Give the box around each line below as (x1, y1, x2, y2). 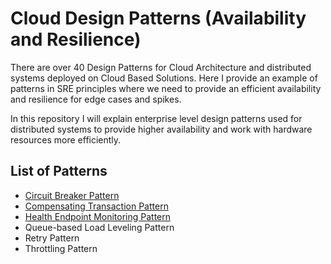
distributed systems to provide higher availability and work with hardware (10, 123, 313, 135)
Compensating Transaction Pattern (24, 200, 169, 212)
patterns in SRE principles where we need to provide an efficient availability (10, 82, 322, 94)
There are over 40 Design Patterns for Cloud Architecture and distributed (10, 61, 312, 73)
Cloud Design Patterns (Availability (10, 7, 307, 30)
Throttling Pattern (24, 242, 98, 254)
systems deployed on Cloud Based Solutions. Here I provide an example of (10, 72, 318, 84)
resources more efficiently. (10, 133, 122, 146)
